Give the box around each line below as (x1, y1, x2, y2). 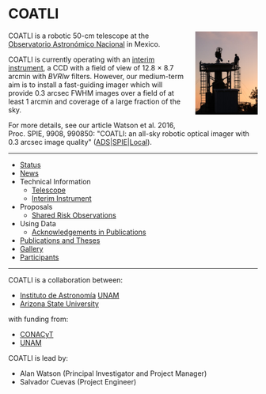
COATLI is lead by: (8, 353, 69, 362)
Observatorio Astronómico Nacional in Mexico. (8, 39, 161, 48)
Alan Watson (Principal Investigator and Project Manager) (19, 369, 207, 378)
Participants (19, 252, 59, 262)
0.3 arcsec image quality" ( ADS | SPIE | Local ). (8, 137, 153, 146)
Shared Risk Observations (31, 210, 116, 220)
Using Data (19, 218, 57, 228)
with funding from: (8, 314, 69, 324)
